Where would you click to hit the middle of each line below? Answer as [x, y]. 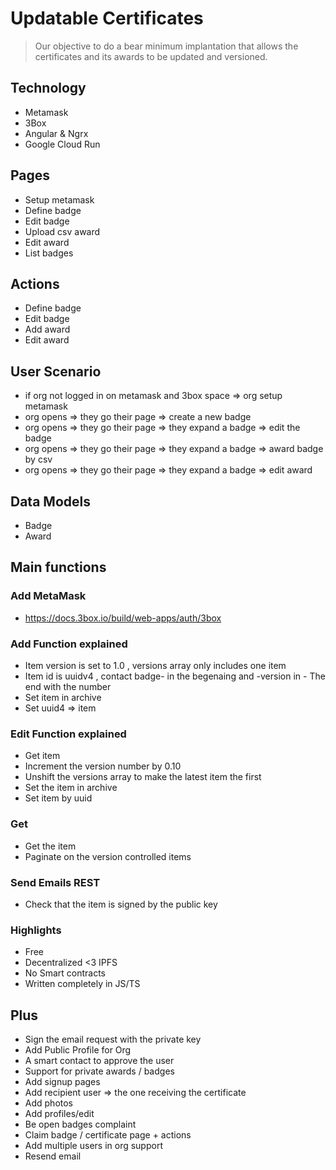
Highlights [36, 930]
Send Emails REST [55, 882]
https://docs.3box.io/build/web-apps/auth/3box [123, 618]
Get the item [50, 846]
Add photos [49, 1103]
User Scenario [56, 371]
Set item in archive [63, 697]
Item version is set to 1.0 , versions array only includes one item [155, 665]
